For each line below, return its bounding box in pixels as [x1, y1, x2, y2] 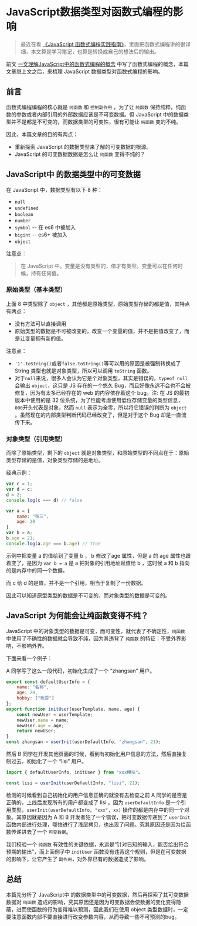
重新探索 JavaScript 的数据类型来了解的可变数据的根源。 [14, 143, 151, 150]
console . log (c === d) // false [6, 497, 83, 503]
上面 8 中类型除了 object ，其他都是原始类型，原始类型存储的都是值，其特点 [6, 300, 191, 307]
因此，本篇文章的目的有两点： [6, 131, 78, 138]
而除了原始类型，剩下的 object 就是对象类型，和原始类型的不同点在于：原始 [6, 449, 189, 457]
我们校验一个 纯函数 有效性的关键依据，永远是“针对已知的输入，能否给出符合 [6, 841, 189, 848]
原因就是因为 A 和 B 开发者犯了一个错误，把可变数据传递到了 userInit [21, 813, 191, 821]
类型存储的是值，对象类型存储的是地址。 [6, 457, 104, 464]
